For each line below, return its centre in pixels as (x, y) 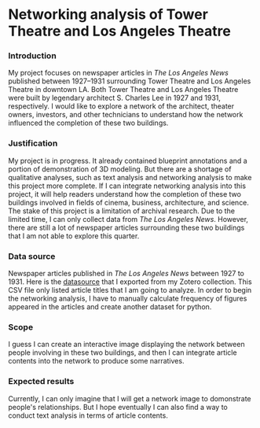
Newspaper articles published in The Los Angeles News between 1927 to (126, 274)
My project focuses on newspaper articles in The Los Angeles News (119, 73)
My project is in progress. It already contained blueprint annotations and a (128, 160)
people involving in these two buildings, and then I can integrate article (123, 352)
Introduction (32, 56)
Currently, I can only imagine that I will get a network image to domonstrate (130, 398)
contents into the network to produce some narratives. (96, 361)
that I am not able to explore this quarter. (74, 236)
